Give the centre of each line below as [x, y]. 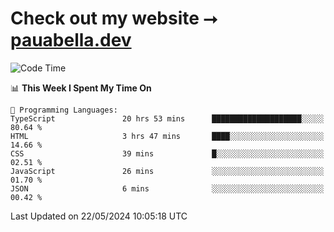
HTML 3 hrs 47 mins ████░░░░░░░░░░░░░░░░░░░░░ [167, 136]
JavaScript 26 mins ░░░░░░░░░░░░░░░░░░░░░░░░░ [167, 171]
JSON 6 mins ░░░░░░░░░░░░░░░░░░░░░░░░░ [167, 188]
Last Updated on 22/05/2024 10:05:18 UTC [99, 216]
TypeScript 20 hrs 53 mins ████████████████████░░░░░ [167, 118]
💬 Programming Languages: [64, 110]
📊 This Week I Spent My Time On [81, 88]
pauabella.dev [71, 40]
